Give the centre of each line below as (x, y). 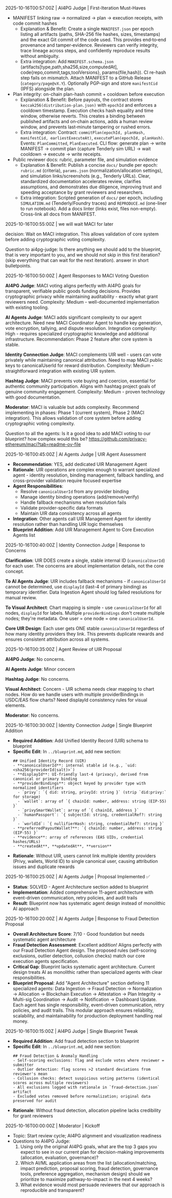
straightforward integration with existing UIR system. (61, 371)
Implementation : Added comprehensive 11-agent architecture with (83, 892)
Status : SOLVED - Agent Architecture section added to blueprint (80, 887)
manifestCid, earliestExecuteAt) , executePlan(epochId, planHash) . (92, 138)
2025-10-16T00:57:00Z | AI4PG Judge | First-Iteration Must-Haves (76, 8)
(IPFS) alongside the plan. (48, 89)
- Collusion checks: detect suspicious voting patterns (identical (86, 1078)
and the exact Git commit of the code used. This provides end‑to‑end (93, 40)
